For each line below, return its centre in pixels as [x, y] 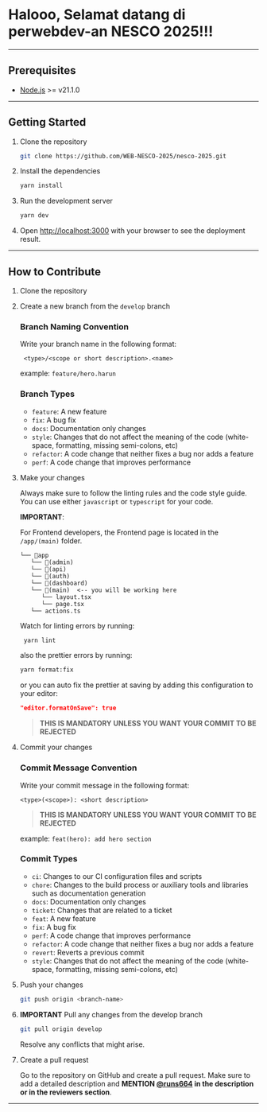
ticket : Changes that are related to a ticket [102, 910]
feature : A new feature [69, 411]
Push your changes [51, 985]
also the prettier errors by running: [76, 655]
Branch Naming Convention [74, 326]
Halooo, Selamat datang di [97, 15]
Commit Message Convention [78, 768]
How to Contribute [55, 272]
